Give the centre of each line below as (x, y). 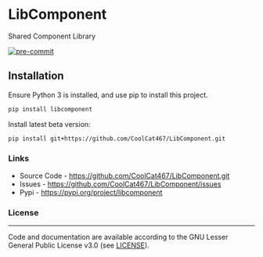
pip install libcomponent (50, 109)
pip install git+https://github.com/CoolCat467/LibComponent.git (117, 139)
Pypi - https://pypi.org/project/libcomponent (91, 192)
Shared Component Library (52, 36)
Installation (36, 76)
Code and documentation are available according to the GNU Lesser (118, 237)
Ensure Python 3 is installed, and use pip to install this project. (108, 95)
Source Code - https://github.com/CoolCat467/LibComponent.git (124, 176)
